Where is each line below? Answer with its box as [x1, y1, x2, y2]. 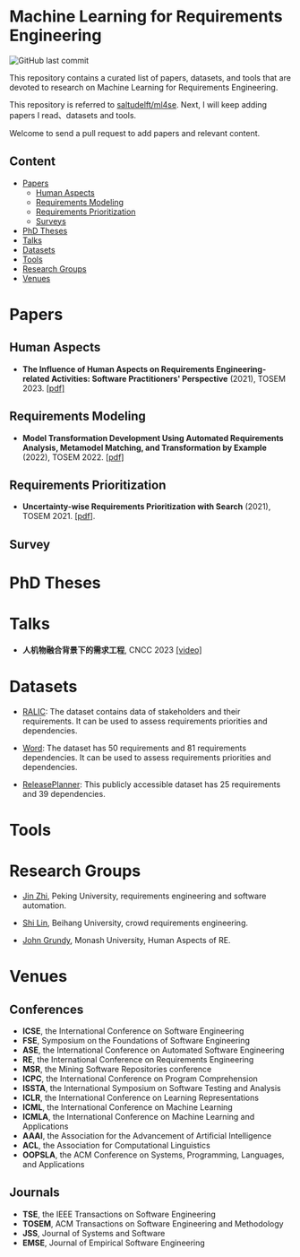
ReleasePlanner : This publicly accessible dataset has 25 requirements [21, 778, 281, 790]
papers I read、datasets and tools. [9, 109, 137, 120]
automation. [21, 899, 67, 911]
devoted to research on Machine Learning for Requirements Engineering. [9, 82, 279, 92]
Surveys [35, 215, 67, 226]
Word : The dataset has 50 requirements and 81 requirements [21, 742, 247, 753]
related [21, 373, 50, 384]
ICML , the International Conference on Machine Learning [21, 1101, 233, 1113]
